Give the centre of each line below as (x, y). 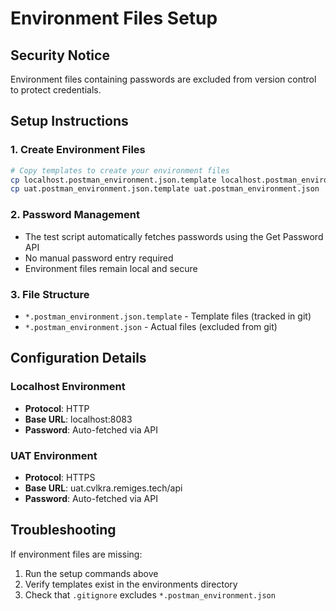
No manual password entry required (99, 258)
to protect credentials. (56, 90)
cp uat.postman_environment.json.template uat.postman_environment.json (165, 189)
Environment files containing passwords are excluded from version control (163, 79)
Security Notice (60, 55)
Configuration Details (78, 358)
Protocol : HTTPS (60, 477)
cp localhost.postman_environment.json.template (113, 180)
